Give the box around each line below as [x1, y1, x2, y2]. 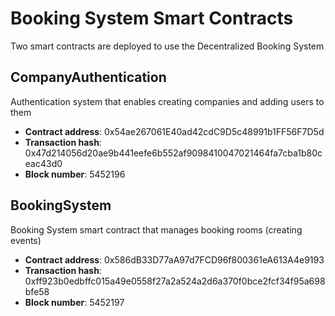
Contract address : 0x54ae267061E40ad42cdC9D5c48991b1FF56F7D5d [24, 125, 325, 137]
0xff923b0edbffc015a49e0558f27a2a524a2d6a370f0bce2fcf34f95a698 [24, 275, 326, 287]
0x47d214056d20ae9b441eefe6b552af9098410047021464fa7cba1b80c [24, 147, 323, 159]
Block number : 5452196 [24, 168, 126, 180]
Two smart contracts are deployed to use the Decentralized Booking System [10, 40, 325, 52]
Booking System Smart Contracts [10, 7, 294, 30]
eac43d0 [24, 157, 63, 169]
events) [10, 234, 42, 246]
